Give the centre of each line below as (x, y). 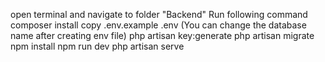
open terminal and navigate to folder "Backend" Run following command (159, 14)
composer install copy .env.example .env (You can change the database (158, 25)
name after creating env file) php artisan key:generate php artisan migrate (162, 35)
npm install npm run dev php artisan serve (97, 46)
